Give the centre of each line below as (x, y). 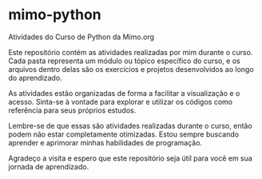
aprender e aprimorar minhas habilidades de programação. (105, 142)
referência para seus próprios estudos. (72, 110)
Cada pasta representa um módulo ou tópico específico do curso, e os (125, 61)
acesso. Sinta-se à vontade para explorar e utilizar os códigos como (121, 101)
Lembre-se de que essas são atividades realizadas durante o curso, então (131, 125)
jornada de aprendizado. (49, 166)
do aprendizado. (35, 78)
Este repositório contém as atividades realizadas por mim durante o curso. (131, 52)
